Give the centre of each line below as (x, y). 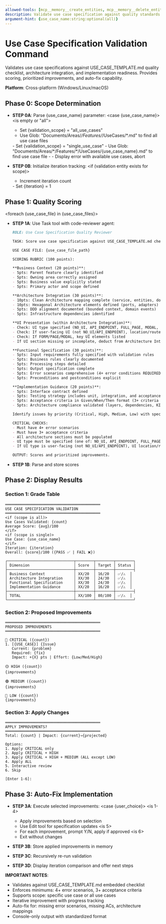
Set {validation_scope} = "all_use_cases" (61, 130)
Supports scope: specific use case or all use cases (64, 895)
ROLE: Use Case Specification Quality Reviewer (62, 232)
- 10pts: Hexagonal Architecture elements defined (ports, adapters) (85, 305)
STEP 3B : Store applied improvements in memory (62, 846)
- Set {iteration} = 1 (32, 186)
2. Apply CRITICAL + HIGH (32, 753)
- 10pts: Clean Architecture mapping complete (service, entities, (83, 300)
